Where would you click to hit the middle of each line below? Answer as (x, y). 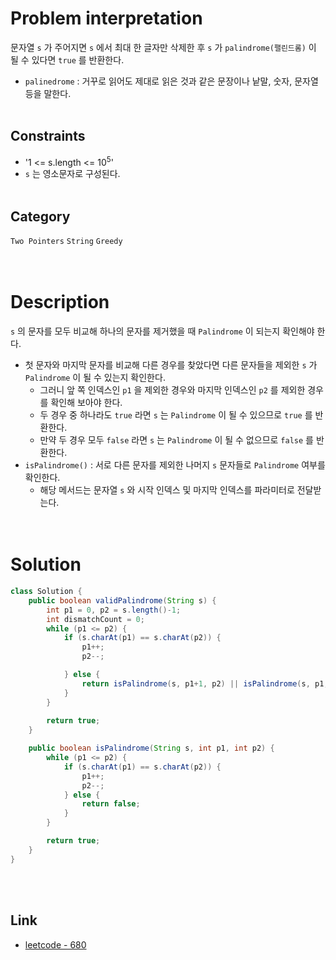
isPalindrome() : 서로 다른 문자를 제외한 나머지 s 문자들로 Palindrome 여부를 (175, 465)
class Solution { (46, 592)
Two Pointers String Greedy (66, 242)
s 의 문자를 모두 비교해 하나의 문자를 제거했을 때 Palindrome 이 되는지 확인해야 (162, 331)
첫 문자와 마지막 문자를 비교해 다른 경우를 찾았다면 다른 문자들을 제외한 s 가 (171, 365)
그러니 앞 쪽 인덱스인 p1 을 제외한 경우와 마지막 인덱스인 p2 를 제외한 (172, 390)
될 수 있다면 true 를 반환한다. (67, 59)
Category (40, 216)
